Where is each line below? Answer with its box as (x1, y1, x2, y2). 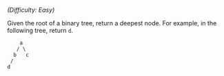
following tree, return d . (7, 27, 74, 34)
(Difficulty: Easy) (7, 6, 55, 14)
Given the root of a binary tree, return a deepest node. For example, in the (7, 19, 217, 27)
